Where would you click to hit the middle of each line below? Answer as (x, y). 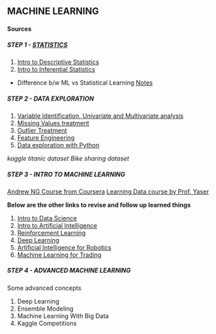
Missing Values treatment (53, 123)
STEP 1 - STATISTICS (37, 45)
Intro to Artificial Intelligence (57, 225)
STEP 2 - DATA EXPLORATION (51, 98)
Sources (20, 29)
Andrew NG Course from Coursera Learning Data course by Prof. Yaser (108, 191)
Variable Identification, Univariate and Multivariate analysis (100, 116)
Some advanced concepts (44, 288)
